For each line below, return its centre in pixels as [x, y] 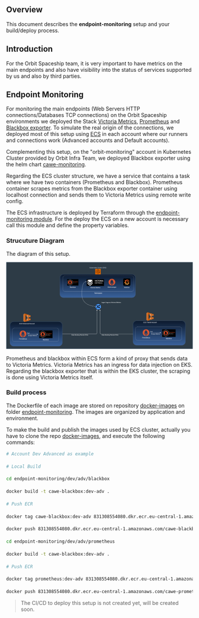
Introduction [30, 49]
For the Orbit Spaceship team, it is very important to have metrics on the [94, 63]
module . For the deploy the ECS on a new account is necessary [111, 219]
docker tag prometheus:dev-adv [45, 579]
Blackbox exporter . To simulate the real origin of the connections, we [90, 128]
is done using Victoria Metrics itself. [50, 377]
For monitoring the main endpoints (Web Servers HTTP [73, 109]
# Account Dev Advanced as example [50, 454]
